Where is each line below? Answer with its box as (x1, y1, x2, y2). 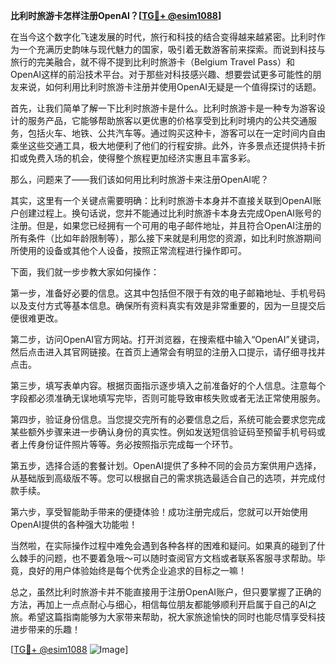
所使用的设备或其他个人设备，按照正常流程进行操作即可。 (10, 245, 247, 256)
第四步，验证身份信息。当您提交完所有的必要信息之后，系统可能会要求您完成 (10, 414, 326, 425)
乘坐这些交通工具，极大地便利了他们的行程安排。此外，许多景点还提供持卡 (10, 140, 317, 151)
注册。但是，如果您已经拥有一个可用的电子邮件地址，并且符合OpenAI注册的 (10, 220, 322, 231)
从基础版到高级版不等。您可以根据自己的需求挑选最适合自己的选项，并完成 (10, 472, 317, 484)
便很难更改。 (10, 312, 63, 324)
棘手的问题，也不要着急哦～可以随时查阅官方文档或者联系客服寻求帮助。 (18, 552, 317, 564)
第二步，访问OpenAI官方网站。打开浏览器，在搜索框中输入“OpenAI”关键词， (10, 334, 325, 345)
